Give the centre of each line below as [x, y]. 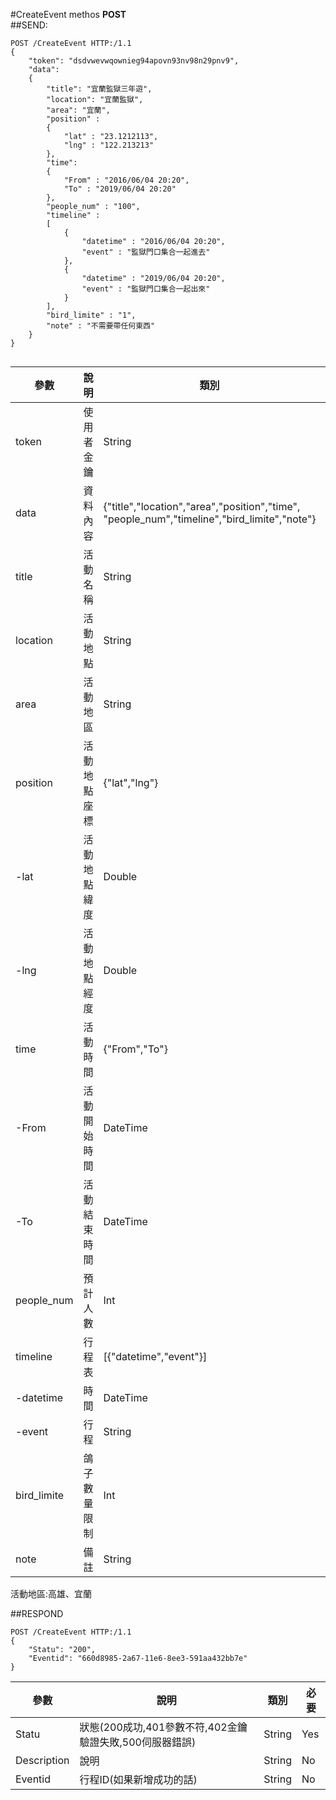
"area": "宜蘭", [78, 110]
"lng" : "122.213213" [109, 145]
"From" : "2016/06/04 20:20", [126, 180]
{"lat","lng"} [131, 782]
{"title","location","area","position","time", [202, 506]
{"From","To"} [135, 1049]
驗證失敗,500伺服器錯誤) [138, 1742]
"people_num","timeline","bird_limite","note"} [210, 519]
